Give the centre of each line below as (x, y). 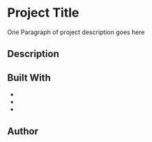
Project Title (43, 13)
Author (23, 131)
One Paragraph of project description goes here (76, 32)
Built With (29, 78)
